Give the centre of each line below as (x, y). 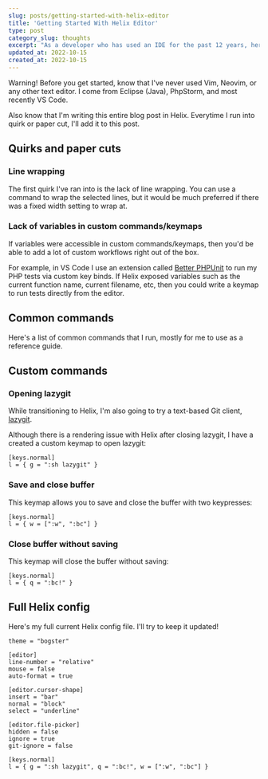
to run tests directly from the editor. (67, 293)
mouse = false (32, 669)
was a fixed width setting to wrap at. (68, 206)
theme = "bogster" (39, 641)
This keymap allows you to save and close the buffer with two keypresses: (130, 502)
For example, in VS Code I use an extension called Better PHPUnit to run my (133, 267)
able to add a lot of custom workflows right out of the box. (104, 252)
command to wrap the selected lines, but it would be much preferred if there (134, 197)
